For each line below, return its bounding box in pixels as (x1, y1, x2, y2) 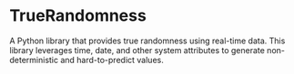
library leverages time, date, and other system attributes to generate (9, 44, 266, 55)
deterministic (9, 54, 59, 65)
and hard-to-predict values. (60, 54, 164, 65)
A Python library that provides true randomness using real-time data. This (9, 35, 286, 46)
